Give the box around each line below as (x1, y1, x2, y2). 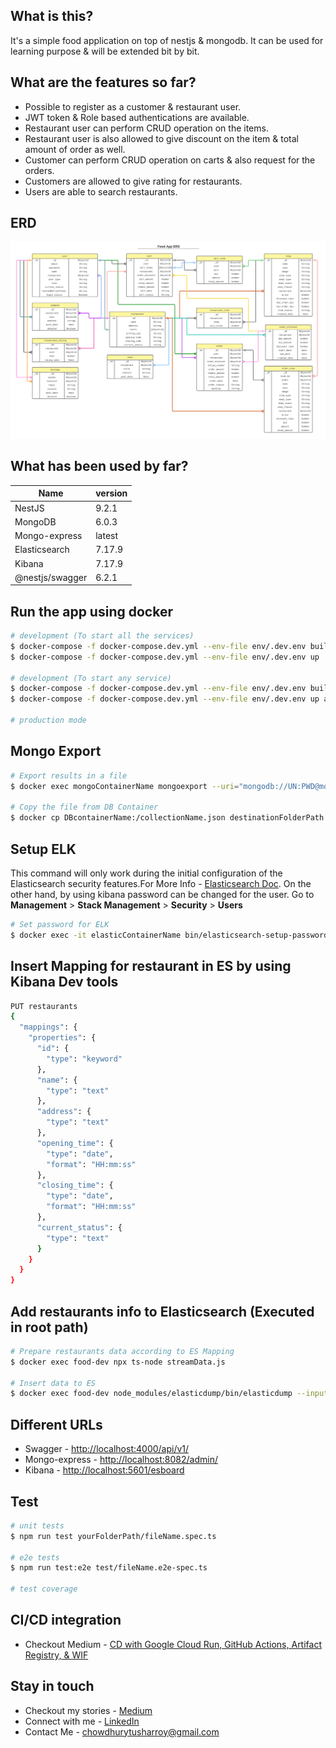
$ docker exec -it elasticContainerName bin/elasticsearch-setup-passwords (10, 930, 333, 940)
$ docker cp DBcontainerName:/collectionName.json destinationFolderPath (10, 813, 325, 823)
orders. (24, 164, 55, 176)
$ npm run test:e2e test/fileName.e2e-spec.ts (10, 1563, 208, 1573)
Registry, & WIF (24, 1649, 89, 1661)
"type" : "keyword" (46, 1054, 123, 1064)
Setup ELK (10, 840, 77, 858)
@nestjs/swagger (14, 571, 88, 583)
